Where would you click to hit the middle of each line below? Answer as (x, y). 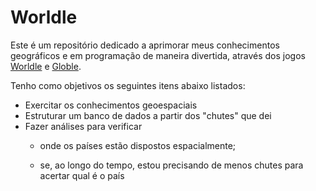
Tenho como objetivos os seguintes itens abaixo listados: (128, 85)
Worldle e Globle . (46, 66)
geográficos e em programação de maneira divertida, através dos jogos (158, 55)
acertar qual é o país (82, 175)
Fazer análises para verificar (83, 126)
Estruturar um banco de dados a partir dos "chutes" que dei (148, 115)
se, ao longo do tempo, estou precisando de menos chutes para (171, 165)
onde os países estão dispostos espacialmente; (138, 145)
